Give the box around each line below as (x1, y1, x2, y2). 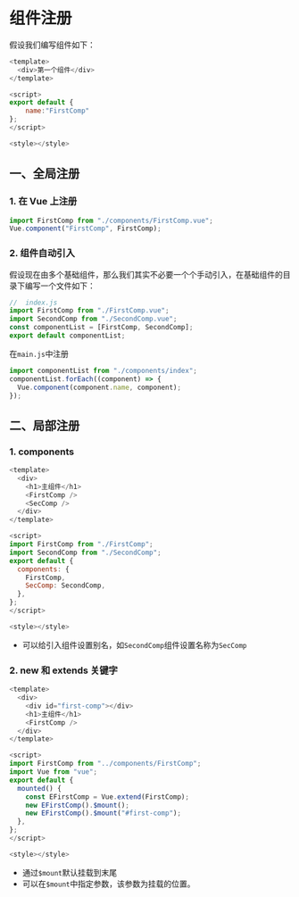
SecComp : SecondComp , (25, 581, 105, 590)
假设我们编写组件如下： (9, 39, 96, 50)
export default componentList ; (9, 331, 126, 340)
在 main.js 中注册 (9, 348, 70, 359)
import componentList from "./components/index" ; (9, 366, 198, 375)
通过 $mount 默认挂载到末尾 (21, 867, 118, 877)
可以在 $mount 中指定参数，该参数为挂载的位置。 (21, 878, 195, 889)
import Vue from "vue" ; (9, 768, 98, 777)
